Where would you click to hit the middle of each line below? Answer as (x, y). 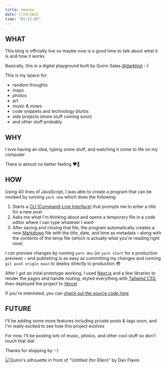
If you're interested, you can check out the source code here (67, 293)
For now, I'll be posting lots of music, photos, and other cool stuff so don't (81, 335)
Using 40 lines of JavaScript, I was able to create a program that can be (79, 192)
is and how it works (25, 56)
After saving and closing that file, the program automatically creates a (83, 227)
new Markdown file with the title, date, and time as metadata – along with (87, 233)
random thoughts (30, 85)
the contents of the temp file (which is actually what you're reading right (86, 238)
